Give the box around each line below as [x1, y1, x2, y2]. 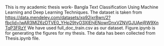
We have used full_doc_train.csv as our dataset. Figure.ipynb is [27, 25, 156, 31]
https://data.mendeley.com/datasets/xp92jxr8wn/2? [5, 15, 111, 20]
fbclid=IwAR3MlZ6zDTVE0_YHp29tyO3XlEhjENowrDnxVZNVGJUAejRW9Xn [5, 20, 159, 25]
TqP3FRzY [5, 25, 27, 31]
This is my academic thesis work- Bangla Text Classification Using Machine [5, 4, 159, 10]
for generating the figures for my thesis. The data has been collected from [5, 30, 156, 36]
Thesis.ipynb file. [5, 35, 40, 41]
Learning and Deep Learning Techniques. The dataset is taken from [5, 9, 142, 15]
